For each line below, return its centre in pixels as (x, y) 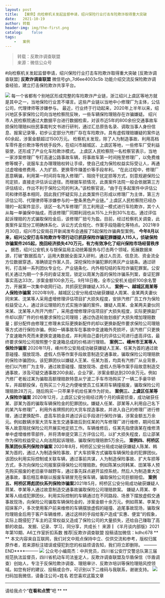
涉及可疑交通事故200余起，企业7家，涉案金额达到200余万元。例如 (89, 373)
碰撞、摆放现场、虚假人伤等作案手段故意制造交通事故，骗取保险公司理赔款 (84, 354)
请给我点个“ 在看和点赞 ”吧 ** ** (36, 591)
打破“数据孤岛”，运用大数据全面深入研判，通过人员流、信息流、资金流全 (86, 255)
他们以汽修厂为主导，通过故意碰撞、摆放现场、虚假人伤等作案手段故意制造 (80, 366)
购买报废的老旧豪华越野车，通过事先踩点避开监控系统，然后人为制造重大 (82, 471)
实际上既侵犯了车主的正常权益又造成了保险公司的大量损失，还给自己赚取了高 (82, 520)
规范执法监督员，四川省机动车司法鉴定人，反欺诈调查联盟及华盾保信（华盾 (80, 557)
